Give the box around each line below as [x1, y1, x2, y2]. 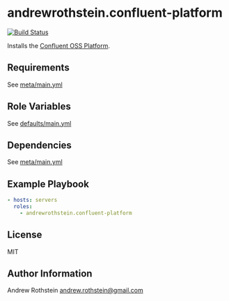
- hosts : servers [7, 197, 58, 204]
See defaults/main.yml [7, 119, 72, 127]
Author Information [7, 267, 93, 280]
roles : [13, 203, 33, 210]
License [7, 229, 42, 241]
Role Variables [7, 101, 71, 112]
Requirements [7, 61, 70, 74]
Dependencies [7, 139, 72, 151]
